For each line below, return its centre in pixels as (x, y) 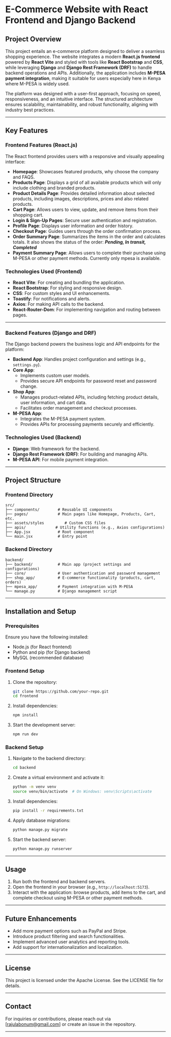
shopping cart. (28, 215)
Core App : (23, 370)
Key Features (27, 131)
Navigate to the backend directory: (49, 758)
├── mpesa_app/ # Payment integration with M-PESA (69, 587)
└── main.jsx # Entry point (46, 537)
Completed (25, 247)
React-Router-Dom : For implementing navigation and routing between (87, 309)
